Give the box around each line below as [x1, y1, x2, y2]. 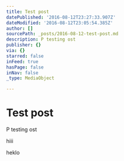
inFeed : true [6, 58, 39, 64]
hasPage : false [6, 64, 44, 70]
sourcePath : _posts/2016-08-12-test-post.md [6, 31, 119, 37]
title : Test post [6, 8, 49, 15]
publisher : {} [6, 42, 42, 48]
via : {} [6, 48, 26, 54]
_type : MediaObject [6, 75, 55, 81]
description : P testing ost [6, 36, 76, 42]
